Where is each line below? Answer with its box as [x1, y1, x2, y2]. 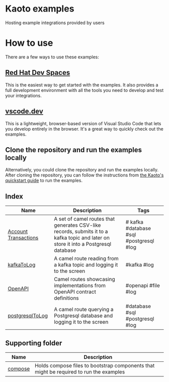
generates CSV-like [53, 222, 101, 229]
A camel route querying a [53, 306, 114, 313]
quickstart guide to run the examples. [5, 177, 83, 183]
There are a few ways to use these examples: [5, 54, 100, 60]
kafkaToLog [8, 261, 36, 268]
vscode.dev [5, 107, 44, 116]
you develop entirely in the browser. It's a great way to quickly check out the [5, 126, 163, 132]
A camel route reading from [53, 255, 119, 262]
